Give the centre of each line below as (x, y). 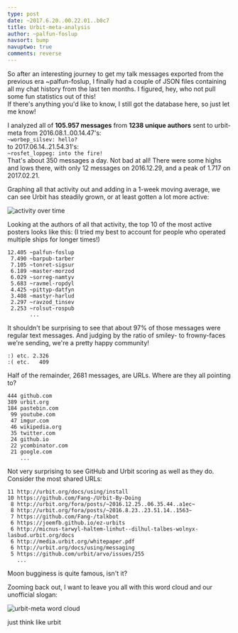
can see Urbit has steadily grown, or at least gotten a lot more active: (108, 197)
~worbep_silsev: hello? (43, 139)
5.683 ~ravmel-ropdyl (42, 283)
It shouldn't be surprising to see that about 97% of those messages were (114, 328)
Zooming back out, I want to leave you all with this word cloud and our (110, 587)
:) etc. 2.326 (28, 356)
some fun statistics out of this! (52, 96)
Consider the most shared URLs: (55, 478)
